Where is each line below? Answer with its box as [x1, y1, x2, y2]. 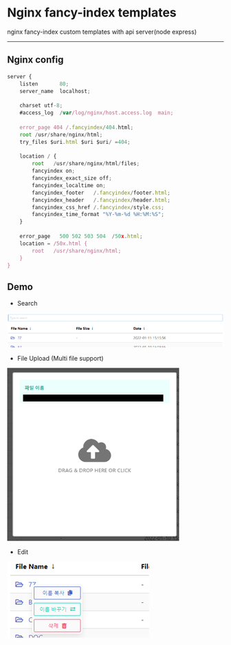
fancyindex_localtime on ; [32, 182, 107, 189]
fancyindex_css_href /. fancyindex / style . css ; [32, 204, 165, 211]
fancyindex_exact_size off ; [32, 175, 112, 182]
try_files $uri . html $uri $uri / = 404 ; [19, 138, 131, 145]
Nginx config [7, 54, 64, 66]
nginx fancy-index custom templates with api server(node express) [7, 28, 197, 36]
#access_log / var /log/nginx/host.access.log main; [19, 109, 174, 116]
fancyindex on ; [32, 167, 76, 175]
